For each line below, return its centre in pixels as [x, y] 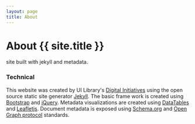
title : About [22, 17]
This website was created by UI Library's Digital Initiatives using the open [95, 90]
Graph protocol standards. [38, 115]
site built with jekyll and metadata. [47, 62]
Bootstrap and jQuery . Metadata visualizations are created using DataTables [97, 102]
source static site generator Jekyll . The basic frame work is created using [95, 96]
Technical [20, 77]
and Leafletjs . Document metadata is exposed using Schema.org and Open [97, 108]
